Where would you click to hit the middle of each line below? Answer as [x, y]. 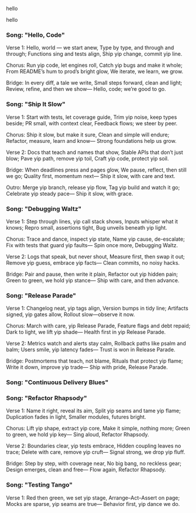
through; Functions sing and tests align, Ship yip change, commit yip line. [94, 54]
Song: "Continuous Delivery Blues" [57, 382]
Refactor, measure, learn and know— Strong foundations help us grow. [91, 141]
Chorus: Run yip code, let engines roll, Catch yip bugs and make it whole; [94, 65]
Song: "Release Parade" [41, 295]
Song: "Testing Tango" [39, 485]
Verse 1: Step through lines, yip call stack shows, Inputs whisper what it [92, 221]
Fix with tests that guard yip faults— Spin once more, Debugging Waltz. [92, 245]
